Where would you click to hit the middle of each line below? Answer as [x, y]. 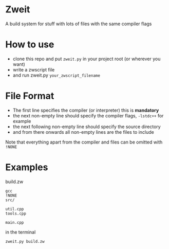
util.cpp [15, 209]
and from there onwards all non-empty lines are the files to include [83, 132]
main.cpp [15, 222]
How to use [30, 45]
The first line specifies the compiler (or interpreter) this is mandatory [86, 110]
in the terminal [21, 232]
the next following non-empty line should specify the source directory [87, 127]
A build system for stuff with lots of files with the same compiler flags [79, 24]
